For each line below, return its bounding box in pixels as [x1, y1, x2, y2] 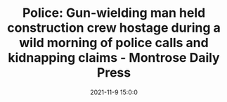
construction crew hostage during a [7, 20, 221, 36]
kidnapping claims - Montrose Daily [8, 50, 220, 66]
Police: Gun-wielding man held [22, 5, 206, 21]
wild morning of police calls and [19, 35, 209, 51]
